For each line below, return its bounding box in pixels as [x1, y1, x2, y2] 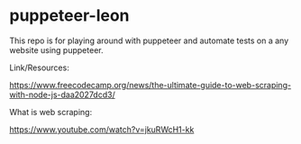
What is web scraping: [9, 106, 93, 117]
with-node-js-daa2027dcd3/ [9, 89, 115, 100]
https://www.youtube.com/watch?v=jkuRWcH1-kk [9, 123, 195, 135]
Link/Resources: [9, 62, 69, 73]
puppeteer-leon [9, 5, 130, 26]
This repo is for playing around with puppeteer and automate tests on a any [9, 35, 289, 46]
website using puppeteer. [9, 44, 104, 55]
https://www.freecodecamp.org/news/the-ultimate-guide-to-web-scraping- [9, 79, 291, 90]
